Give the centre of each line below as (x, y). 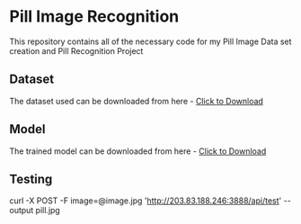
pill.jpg (48, 211)
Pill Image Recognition (94, 17)
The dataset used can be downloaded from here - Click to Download (136, 101)
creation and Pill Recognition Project (76, 50)
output (22, 211)
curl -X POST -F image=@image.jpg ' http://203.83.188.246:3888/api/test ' (146, 201)
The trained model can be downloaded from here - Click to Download (138, 151)
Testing (31, 179)
